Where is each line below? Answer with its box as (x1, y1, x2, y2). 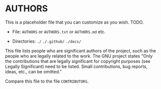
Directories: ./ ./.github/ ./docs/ (12, 38, 81, 44)
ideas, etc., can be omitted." (5, 68, 62, 74)
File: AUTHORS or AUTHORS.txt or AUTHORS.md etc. (12, 29, 106, 34)
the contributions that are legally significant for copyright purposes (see (5, 58, 151, 64)
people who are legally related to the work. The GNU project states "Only (5, 53, 153, 59)
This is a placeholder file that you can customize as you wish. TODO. (5, 19, 144, 25)
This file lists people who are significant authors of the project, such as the (5, 48, 156, 54)
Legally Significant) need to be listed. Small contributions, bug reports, (5, 63, 148, 69)
